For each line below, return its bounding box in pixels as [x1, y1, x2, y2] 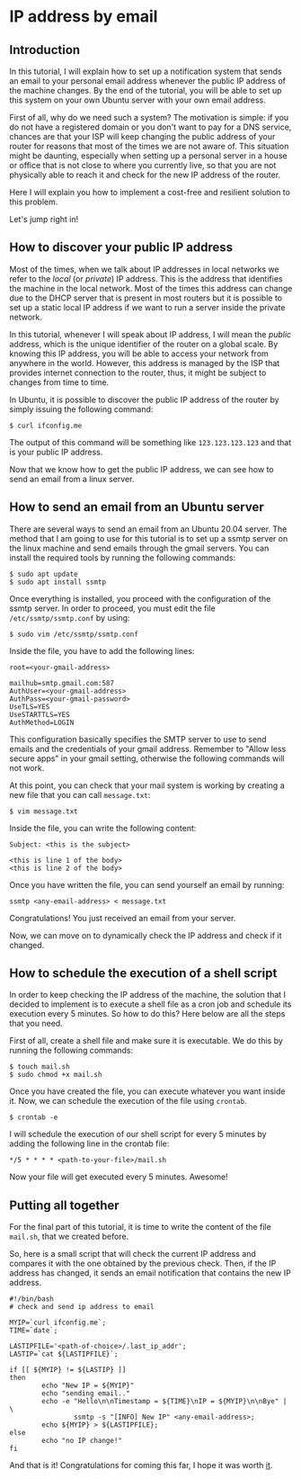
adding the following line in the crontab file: [9, 1138, 170, 1149]
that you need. [9, 1018, 63, 1029]
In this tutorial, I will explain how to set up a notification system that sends [9, 66, 282, 76]
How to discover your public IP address [9, 240, 234, 255]
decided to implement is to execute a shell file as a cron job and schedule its [9, 999, 292, 1009]
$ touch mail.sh [9, 1062, 70, 1071]
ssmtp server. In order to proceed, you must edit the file [9, 603, 216, 614]
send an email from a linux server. [9, 473, 135, 484]
